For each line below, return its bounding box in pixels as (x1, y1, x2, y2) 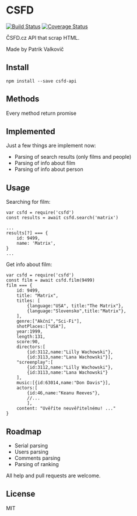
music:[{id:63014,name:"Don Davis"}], (16, 380, 111, 386)
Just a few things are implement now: (6, 142, 96, 149)
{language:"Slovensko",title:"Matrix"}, (27, 308, 127, 314)
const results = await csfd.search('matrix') (6, 215, 118, 221)
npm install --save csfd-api (6, 78, 77, 84)
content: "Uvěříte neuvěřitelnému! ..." (16, 405, 116, 412)
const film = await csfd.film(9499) (6, 278, 95, 283)
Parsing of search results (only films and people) (14, 153, 132, 160)
